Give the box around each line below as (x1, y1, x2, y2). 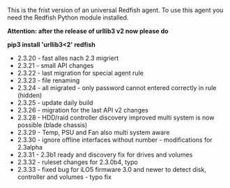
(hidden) (17, 91, 43, 99)
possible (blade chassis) (17, 121, 88, 129)
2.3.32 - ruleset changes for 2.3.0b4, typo (17, 158, 138, 166)
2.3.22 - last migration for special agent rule (17, 69, 144, 77)
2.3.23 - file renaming (17, 76, 80, 85)
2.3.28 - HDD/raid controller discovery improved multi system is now (17, 113, 215, 122)
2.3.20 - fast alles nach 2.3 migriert (17, 54, 119, 62)
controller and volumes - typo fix (17, 173, 112, 181)
